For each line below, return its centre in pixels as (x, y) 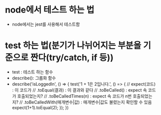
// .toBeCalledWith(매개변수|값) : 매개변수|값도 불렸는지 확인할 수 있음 (86, 102)
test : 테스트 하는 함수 (32, 72)
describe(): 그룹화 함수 (34, 78)
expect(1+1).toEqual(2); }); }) (40, 107)
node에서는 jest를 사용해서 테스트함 (46, 24)
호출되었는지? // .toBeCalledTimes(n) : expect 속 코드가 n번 (74, 96)
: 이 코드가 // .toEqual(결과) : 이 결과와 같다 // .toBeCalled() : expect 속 (80, 90)
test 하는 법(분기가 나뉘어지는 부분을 (73, 46)
